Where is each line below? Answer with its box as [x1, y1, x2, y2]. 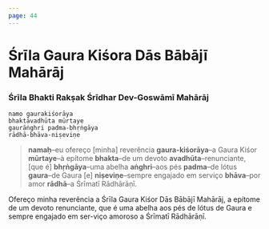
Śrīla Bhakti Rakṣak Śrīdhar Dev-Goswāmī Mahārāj [8, 91, 210, 102]
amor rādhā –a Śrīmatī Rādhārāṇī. [27, 179, 138, 189]
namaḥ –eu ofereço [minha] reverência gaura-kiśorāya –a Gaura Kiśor [27, 145, 258, 155]
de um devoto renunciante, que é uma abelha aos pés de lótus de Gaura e [8, 203, 252, 213]
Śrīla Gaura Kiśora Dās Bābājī [8, 46, 208, 64]
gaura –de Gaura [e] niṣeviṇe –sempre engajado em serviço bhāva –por [27, 171, 261, 180]
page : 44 [8, 11, 38, 20]
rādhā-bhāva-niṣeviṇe [8, 131, 81, 139]
